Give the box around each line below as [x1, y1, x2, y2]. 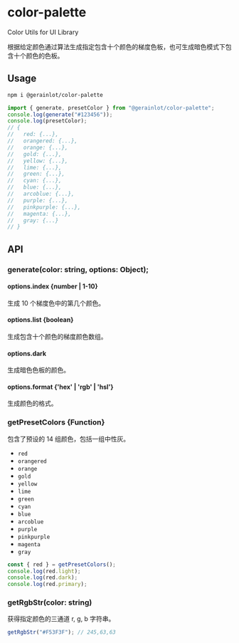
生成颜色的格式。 [7, 399, 58, 408]
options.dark [7, 349, 47, 357]
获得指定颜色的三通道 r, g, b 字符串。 [7, 615, 115, 623]
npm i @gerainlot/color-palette [7, 91, 103, 98]
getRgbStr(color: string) [7, 597, 92, 607]
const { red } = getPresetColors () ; [7, 560, 116, 568]
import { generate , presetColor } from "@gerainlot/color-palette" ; [7, 104, 215, 111]
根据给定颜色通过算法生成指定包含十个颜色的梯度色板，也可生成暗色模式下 [7, 42, 225, 51]
